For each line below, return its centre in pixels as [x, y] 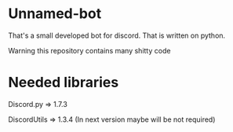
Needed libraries [64, 82]
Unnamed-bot [55, 14]
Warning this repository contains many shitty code [89, 50]
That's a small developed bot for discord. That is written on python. [117, 35]
